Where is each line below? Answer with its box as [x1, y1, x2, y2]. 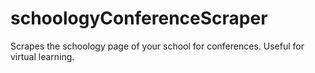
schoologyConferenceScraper [10, 7, 268, 30]
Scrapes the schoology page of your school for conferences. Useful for [10, 40, 305, 52]
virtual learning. [10, 50, 75, 62]
